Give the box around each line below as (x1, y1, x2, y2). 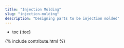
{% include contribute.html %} (5, 38, 66, 44)
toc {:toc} (12, 29, 31, 35)
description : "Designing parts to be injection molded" (5, 16, 120, 21)
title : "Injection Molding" (5, 7, 62, 12)
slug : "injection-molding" (5, 12, 59, 16)
